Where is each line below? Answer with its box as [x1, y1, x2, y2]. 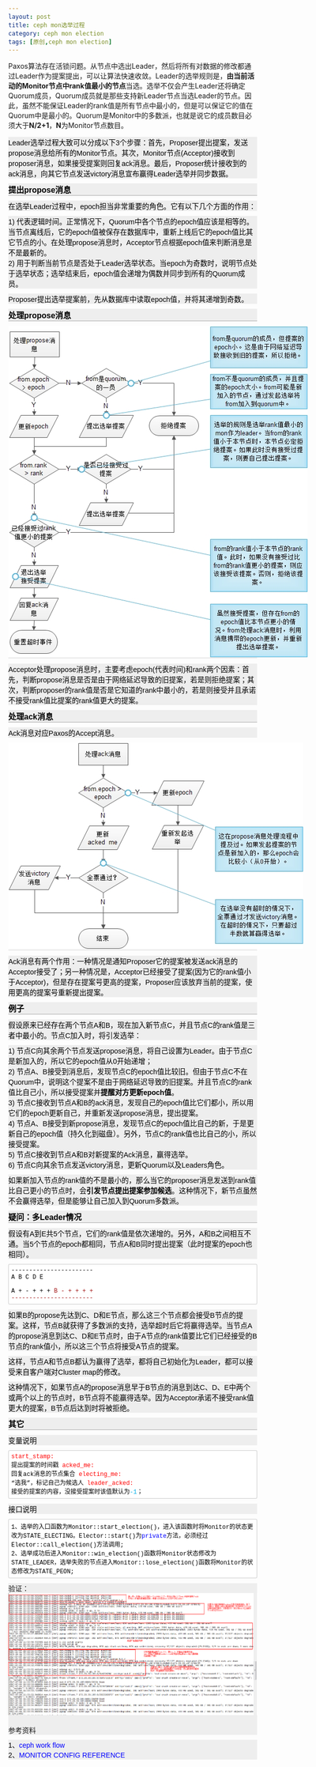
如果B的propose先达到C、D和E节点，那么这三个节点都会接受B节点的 [8, 1311, 237, 1320]
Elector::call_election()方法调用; [11, 1542, 125, 1550]
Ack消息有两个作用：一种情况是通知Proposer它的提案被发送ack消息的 [8, 957, 239, 966]
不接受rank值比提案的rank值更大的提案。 [8, 697, 143, 705]
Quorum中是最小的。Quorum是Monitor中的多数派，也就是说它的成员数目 [8, 111, 246, 120]
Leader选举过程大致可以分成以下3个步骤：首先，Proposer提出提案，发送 [8, 138, 249, 148]
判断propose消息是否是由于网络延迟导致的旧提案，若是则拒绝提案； [22, 676, 247, 685]
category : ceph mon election [8, 29, 104, 37]
